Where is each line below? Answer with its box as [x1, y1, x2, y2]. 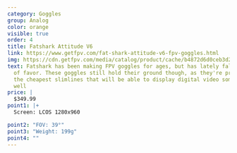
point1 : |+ [7, 102, 39, 109]
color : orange [7, 23, 49, 30]
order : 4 [7, 37, 33, 44]
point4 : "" [7, 135, 39, 142]
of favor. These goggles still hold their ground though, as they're [13, 69, 222, 76]
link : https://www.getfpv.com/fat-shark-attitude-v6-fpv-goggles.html [7, 50, 219, 57]
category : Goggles [7, 10, 61, 18]
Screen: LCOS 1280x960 [13, 109, 80, 116]
